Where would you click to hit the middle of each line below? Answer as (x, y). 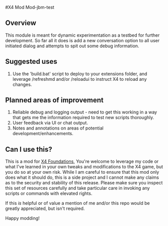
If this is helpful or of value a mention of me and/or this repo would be (77, 203)
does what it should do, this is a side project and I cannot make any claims (82, 177)
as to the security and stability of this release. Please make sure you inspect (84, 183)
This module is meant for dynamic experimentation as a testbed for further (82, 35)
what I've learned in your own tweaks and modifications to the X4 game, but (84, 167)
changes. (22, 84)
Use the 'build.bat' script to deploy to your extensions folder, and (80, 74)
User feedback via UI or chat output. (50, 123)
